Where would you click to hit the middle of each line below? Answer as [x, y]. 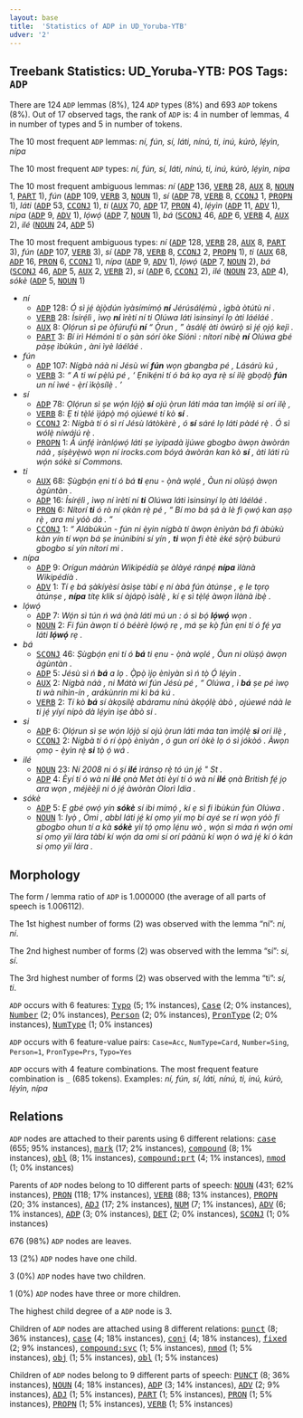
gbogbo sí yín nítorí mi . [80, 548]
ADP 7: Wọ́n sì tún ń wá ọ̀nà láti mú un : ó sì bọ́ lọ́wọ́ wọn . [144, 615]
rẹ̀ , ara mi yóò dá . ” [74, 519]
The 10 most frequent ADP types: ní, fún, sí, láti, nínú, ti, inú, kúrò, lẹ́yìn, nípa [150, 169]
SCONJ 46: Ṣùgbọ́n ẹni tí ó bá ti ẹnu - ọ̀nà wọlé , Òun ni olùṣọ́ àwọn [161, 654]
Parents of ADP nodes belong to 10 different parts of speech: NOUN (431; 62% [151, 1185]
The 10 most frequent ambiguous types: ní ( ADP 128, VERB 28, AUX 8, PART [148, 243]
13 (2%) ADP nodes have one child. [73, 1258]
